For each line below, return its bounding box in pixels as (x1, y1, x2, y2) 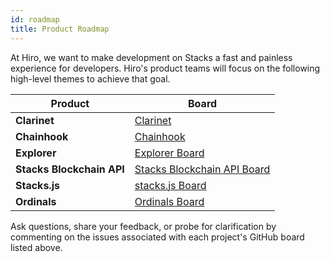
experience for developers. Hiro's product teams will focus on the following (10, 62, 321, 74)
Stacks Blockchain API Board (134, 162, 271, 176)
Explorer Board (134, 146, 205, 160)
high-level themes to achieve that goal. (10, 72, 171, 85)
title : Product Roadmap (10, 24, 110, 34)
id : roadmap (10, 14, 60, 25)
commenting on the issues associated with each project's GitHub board (10, 231, 305, 243)
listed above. (10, 241, 63, 253)
